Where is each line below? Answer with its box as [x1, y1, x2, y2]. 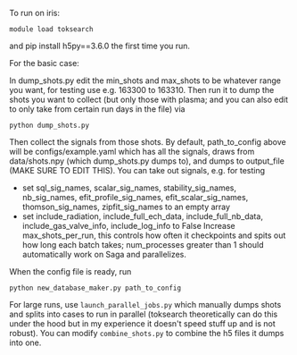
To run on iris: [9, 8, 61, 18]
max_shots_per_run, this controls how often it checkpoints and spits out [21, 230, 286, 241]
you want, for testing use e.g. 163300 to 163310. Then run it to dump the [9, 85, 275, 95]
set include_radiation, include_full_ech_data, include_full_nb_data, [21, 211, 263, 222]
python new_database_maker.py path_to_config [9, 283, 181, 292]
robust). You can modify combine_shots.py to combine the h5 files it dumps [9, 328, 285, 338]
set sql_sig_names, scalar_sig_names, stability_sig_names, [21, 182, 237, 193]
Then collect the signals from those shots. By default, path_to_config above [9, 137, 287, 147]
